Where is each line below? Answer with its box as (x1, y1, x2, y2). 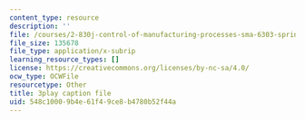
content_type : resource (9, 13, 100, 23)
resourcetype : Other (9, 80, 88, 89)
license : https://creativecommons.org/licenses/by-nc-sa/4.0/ (9, 64, 250, 73)
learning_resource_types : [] (9, 55, 120, 64)
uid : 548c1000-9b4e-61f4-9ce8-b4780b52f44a (9, 97, 177, 106)
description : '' (9, 22, 71, 31)
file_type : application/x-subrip (9, 47, 136, 56)
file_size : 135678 (9, 38, 79, 48)
